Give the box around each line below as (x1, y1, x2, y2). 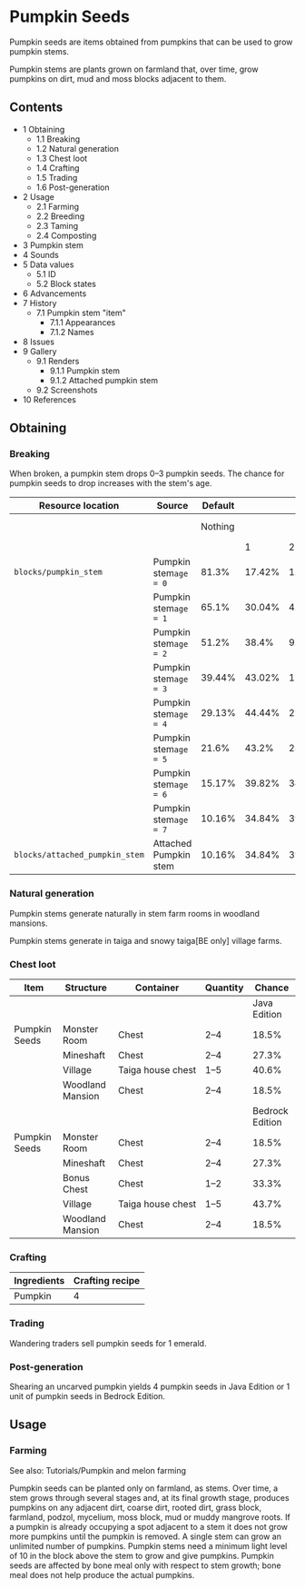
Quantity (204, 981, 244, 994)
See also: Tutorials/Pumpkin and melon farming (9, 1465, 187, 1475)
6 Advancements (22, 288, 87, 299)
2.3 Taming (35, 220, 79, 231)
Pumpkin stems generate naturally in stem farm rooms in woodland (9, 908, 261, 919)
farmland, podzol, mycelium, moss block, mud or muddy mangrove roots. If (9, 1511, 290, 1523)
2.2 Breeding (35, 211, 84, 222)
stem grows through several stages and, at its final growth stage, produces (9, 1492, 290, 1503)
